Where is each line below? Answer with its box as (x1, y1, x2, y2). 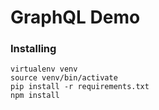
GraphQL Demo (10, 6, 141, 29)
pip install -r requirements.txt (10, 82, 150, 92)
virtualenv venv (10, 64, 78, 75)
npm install (10, 91, 60, 101)
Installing (10, 42, 57, 56)
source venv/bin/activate (10, 73, 118, 83)
